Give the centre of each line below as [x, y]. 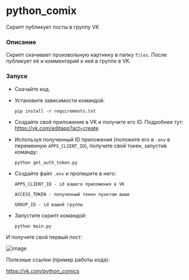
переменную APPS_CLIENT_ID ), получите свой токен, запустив [91, 146]
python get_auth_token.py [46, 163]
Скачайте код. [32, 89]
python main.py [33, 226]
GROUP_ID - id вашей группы [48, 205]
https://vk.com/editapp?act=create [57, 128]
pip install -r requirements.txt [55, 111]
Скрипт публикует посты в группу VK [52, 27]
